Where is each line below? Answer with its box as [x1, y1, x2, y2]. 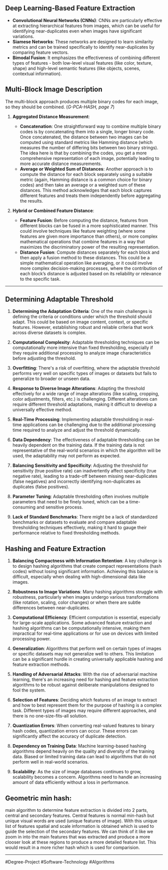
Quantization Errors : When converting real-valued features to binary [12, 723, 155, 729]
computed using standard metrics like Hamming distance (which [19, 139, 153, 145]
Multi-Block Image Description [5, 85, 102, 94]
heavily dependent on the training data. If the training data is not [12, 442, 145, 448]
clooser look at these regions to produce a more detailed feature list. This [5, 839, 156, 845]
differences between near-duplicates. [12, 605, 90, 611]
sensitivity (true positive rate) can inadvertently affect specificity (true [12, 468, 156, 474]
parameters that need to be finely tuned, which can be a [12, 499, 128, 505]
